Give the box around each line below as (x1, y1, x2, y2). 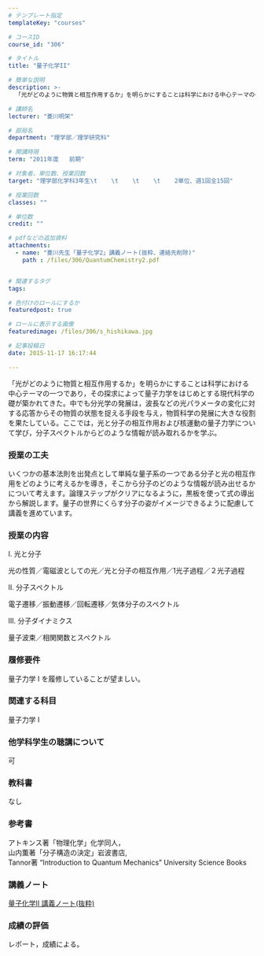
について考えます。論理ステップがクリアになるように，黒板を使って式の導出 (8, 488, 255, 498)
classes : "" (8, 198, 47, 206)
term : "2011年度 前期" (8, 155, 85, 164)
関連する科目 (8, 695, 57, 706)
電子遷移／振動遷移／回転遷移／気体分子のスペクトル (8, 599, 181, 609)
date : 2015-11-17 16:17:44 (8, 349, 97, 357)
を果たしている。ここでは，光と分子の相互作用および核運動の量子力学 (8, 418, 236, 428)
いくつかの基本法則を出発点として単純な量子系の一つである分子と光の (8, 469, 236, 478)
